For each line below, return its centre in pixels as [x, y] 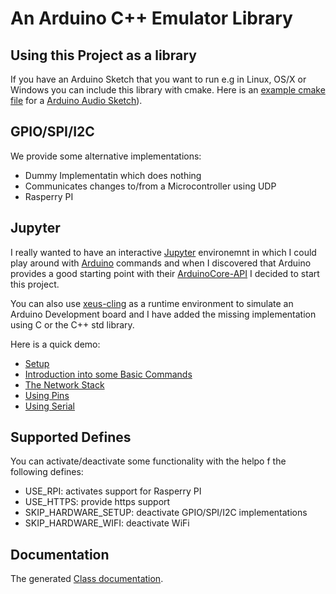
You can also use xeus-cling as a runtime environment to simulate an [152, 303]
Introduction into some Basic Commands [108, 374]
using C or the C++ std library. [72, 324]
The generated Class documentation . [87, 579]
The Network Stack [64, 384]
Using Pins [47, 395]
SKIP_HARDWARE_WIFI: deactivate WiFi [107, 523]
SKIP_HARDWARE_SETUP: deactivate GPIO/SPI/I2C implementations [166, 513]
